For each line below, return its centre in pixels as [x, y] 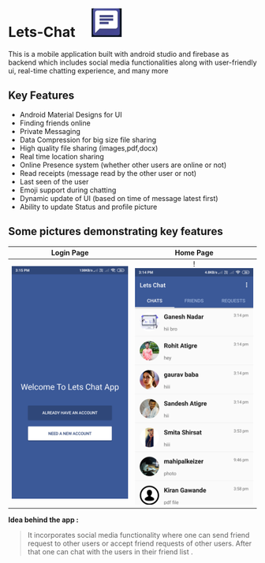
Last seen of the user [54, 181]
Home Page [194, 253]
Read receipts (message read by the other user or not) [108, 173]
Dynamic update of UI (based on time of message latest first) [119, 198]
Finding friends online [55, 123]
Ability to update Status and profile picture [88, 207]
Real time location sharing [62, 156]
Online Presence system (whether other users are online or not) [123, 165]
